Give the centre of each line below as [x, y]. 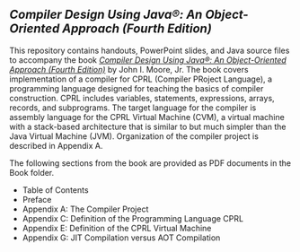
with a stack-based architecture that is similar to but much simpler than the [148, 126]
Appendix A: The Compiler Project [85, 209]
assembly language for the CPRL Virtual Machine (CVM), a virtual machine [147, 117]
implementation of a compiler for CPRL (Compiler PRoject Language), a [141, 79]
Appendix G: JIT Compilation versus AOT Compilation [121, 238]
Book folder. [32, 172]
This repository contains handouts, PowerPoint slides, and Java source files [150, 50]
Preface [37, 199]
